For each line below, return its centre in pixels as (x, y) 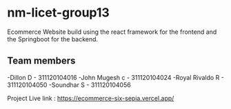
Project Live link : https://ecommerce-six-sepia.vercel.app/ (91, 98)
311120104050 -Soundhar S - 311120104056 (69, 85)
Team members (41, 61)
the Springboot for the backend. (53, 39)
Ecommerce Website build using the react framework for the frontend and (112, 32)
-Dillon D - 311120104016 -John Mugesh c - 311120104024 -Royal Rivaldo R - (115, 77)
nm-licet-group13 (59, 13)
